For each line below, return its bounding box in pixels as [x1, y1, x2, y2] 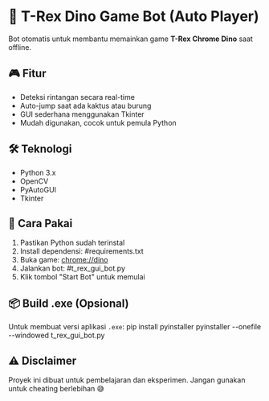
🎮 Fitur [8, 67, 47, 81]
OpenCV [19, 176, 49, 186]
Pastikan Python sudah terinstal [19, 238, 125, 248]
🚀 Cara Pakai [8, 217, 73, 230]
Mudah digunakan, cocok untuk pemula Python [19, 118, 177, 127]
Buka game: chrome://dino [19, 255, 108, 265]
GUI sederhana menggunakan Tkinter [19, 109, 145, 119]
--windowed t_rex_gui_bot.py [8, 330, 105, 341]
